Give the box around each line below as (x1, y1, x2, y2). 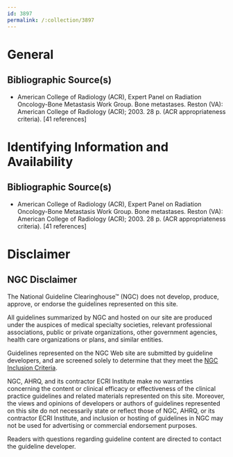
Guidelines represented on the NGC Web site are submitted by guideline (7, 349, 213, 357)
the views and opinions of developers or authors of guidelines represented (7, 399, 221, 407)
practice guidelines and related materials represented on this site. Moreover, (7, 392, 225, 400)
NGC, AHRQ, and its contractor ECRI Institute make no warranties (7, 376, 193, 385)
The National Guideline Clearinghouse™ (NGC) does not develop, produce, (7, 292, 220, 301)
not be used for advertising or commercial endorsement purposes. (7, 421, 198, 429)
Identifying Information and (7, 139, 169, 155)
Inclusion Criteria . (7, 363, 58, 372)
